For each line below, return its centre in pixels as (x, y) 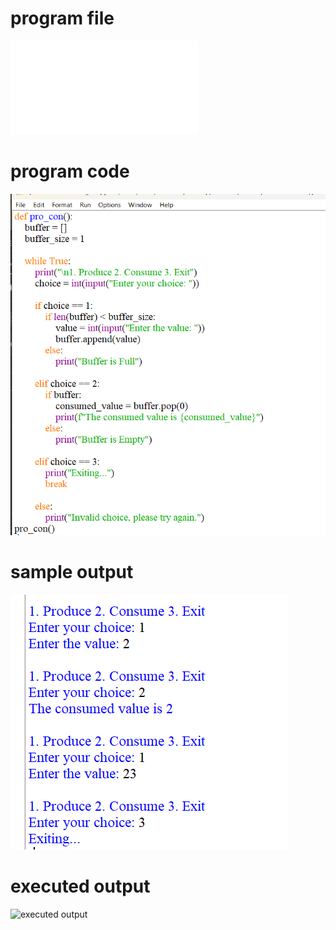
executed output (80, 886)
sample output (72, 571)
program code (70, 171)
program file (62, 18)
